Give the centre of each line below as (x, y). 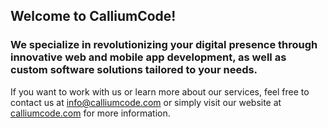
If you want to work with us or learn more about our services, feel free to (160, 91)
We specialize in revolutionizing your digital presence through (164, 45)
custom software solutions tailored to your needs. (134, 70)
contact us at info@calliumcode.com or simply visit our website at (146, 102)
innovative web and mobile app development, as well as (148, 57)
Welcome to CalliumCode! (93, 16)
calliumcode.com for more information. (90, 113)
